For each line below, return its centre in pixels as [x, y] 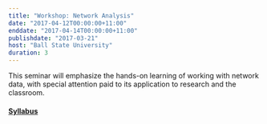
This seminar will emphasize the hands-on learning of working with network [133, 76]
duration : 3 [28, 53]
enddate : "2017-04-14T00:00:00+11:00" [73, 30]
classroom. [27, 92]
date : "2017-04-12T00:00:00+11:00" [68, 23]
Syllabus [23, 111]
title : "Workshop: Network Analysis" [71, 16]
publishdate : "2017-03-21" [53, 38]
